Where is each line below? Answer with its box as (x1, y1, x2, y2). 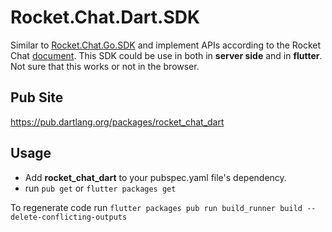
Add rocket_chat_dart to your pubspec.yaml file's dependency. (24, 171, 287, 183)
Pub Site (10, 89, 64, 106)
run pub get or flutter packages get (24, 182, 177, 194)
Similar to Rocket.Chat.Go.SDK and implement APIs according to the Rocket (10, 39, 322, 51)
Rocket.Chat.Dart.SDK (10, 6, 201, 29)
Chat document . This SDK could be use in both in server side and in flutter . (10, 49, 323, 61)
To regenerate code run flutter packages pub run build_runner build (10, 201, 303, 213)
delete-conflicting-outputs (10, 212, 128, 222)
